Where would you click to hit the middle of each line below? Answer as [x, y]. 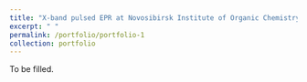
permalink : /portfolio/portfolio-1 [77, 35]
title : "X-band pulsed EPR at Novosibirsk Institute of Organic [134, 18]
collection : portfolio [53, 43]
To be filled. [32, 69]
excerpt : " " [34, 26]
